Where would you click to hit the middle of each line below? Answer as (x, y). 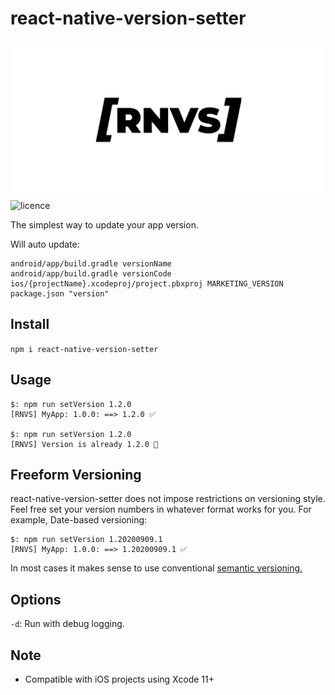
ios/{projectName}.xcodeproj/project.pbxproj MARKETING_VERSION (147, 283)
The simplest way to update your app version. (104, 224)
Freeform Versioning (76, 474)
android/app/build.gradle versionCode (91, 273)
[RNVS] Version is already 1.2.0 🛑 (84, 444)
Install (30, 324)
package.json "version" (60, 293)
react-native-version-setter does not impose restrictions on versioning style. (168, 499)
